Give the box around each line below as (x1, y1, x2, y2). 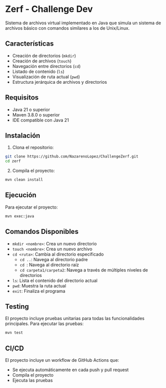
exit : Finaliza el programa (12, 288, 65, 294)
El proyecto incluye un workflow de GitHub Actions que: (5, 357, 119, 363)
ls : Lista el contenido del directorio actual (12, 277, 98, 283)
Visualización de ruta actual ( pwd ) (12, 73, 80, 80)
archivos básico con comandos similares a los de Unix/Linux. (5, 25, 130, 31)
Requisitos (5, 93, 39, 102)
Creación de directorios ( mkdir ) (12, 53, 76, 58)
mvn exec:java (5, 214, 35, 219)
